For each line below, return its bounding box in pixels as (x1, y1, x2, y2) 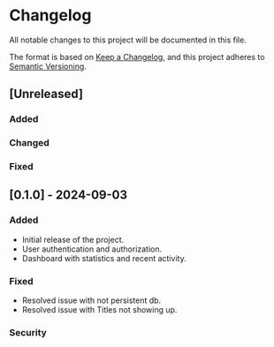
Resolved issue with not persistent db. (21, 295, 162, 306)
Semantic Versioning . (9, 61, 87, 72)
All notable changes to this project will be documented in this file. (9, 34, 247, 45)
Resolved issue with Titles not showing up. (21, 305, 178, 315)
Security (9, 327, 47, 338)
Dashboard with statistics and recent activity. (21, 253, 187, 263)
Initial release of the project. (21, 234, 125, 245)
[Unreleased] (9, 87, 84, 102)
